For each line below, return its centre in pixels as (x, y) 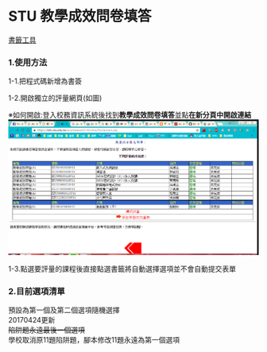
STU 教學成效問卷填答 (80, 16)
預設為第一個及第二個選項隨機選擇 (64, 310)
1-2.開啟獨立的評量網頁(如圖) (55, 98)
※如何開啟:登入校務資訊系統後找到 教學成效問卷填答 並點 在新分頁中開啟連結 (130, 115)
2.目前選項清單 (37, 291)
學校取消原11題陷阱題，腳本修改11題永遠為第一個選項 (94, 339)
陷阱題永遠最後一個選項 (46, 330)
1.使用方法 (28, 62)
